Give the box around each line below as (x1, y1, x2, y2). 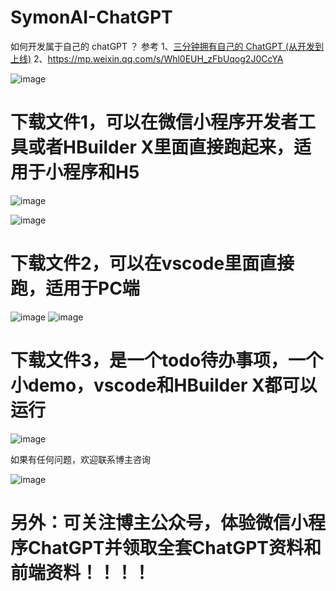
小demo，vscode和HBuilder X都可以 (10, 374, 318, 396)
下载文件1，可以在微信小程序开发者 (10, 111, 299, 134)
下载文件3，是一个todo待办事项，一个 (10, 349, 324, 371)
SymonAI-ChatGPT (10, 6, 173, 29)
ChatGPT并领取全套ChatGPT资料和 (28, 536, 322, 559)
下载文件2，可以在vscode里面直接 (10, 252, 295, 275)
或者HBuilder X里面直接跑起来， (28, 136, 295, 159)
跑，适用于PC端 (10, 277, 140, 300)
